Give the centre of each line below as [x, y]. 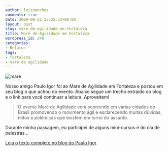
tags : [11, 52]
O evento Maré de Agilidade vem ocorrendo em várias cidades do [87, 107]
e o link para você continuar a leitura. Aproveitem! [57, 97]
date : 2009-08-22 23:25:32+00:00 [41, 19]
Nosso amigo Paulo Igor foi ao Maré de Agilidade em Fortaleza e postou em [84, 86]
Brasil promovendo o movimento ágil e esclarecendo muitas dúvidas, [90, 112]
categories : [18, 43]
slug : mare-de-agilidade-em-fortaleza [46, 29]
